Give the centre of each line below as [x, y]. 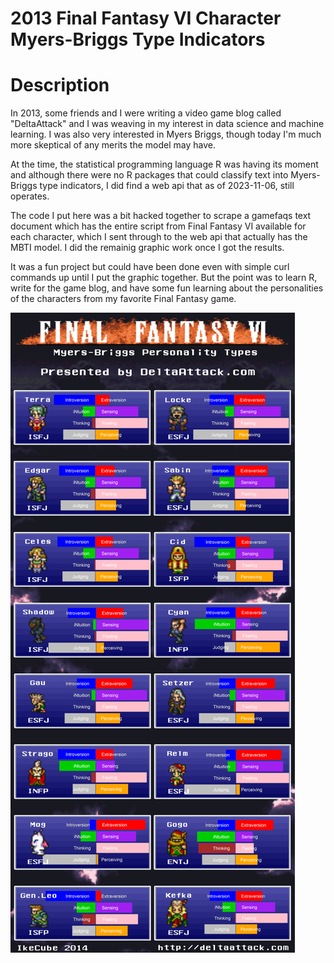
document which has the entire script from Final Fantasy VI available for [158, 226]
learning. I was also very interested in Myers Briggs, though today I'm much [166, 134]
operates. [30, 196]
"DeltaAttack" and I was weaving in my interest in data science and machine [167, 124]
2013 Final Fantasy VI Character [146, 18]
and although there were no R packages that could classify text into [149, 175]
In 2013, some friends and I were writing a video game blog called [146, 113]
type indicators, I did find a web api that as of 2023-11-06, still [167, 186]
